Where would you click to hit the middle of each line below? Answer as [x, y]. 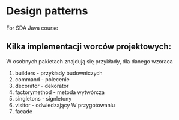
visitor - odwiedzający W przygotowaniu [65, 105]
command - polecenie [42, 79]
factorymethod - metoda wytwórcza [60, 92]
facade [24, 111]
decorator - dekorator [42, 86]
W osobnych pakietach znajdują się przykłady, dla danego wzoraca [89, 61]
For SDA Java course [32, 28]
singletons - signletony [43, 98]
